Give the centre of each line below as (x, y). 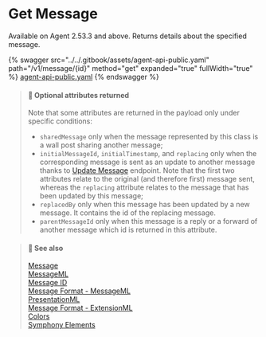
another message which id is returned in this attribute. (128, 230)
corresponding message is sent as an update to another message (147, 162)
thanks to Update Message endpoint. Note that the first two (137, 170)
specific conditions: (60, 121)
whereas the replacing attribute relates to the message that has (144, 187)
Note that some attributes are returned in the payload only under (134, 113)
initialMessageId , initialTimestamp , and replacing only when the (148, 154)
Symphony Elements (61, 325)
